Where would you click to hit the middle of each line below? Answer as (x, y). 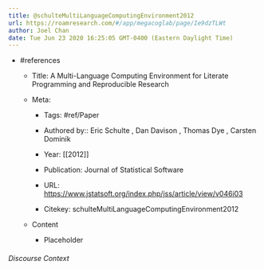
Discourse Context (39, 258)
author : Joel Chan (39, 30)
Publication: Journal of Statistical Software (114, 170)
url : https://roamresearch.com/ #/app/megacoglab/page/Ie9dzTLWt (117, 23)
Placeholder (63, 240)
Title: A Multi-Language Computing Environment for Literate (130, 76)
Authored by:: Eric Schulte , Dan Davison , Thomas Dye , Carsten (150, 131)
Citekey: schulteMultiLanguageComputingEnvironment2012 (141, 209)
